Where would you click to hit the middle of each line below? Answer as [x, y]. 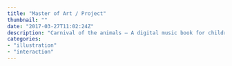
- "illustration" [32, 45]
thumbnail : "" [28, 20]
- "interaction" [30, 52]
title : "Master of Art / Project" [57, 13]
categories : [24, 39]
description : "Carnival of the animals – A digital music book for [106, 33]
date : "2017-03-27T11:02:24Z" [51, 26]
